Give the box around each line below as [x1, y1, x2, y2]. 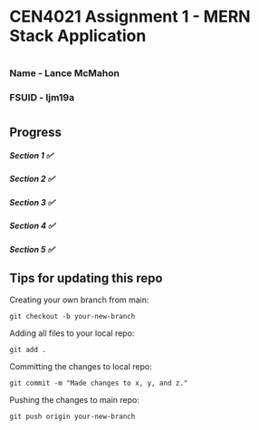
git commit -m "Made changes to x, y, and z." [9, 378, 188, 388]
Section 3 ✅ [9, 196, 55, 207]
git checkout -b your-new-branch [9, 312, 136, 321]
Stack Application [9, 25, 147, 46]
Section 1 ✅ [9, 150, 53, 161]
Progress [9, 125, 62, 140]
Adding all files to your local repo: [9, 328, 135, 339]
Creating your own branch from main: [9, 294, 149, 305]
